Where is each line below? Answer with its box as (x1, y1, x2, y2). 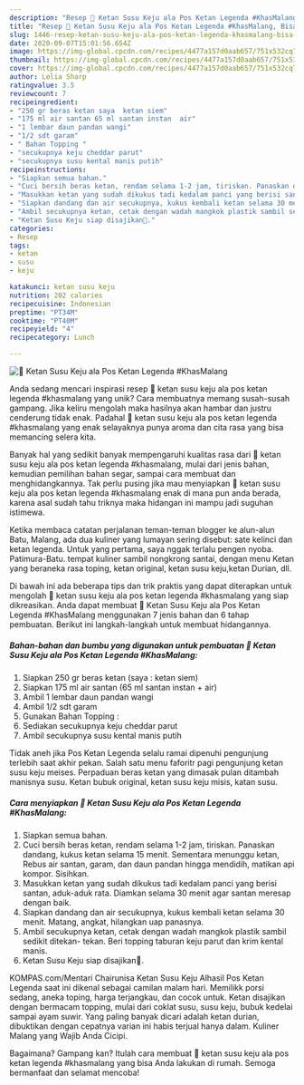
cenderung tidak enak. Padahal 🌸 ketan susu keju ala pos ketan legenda (9, 412, 278, 422)
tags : (9, 241, 30, 250)
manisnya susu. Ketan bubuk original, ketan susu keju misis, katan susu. (9, 776, 278, 787)
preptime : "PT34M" (9, 307, 79, 317)
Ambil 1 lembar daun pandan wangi (22, 691, 154, 702)
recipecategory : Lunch (9, 333, 95, 343)
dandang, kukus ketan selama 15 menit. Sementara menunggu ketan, (22, 848, 280, 859)
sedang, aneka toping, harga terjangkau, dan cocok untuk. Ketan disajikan (9, 992, 286, 1003)
